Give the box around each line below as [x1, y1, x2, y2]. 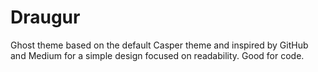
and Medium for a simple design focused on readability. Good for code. [10, 49, 305, 61]
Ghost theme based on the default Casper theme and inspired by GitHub [10, 39, 309, 51]
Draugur [10, 6, 81, 29]
